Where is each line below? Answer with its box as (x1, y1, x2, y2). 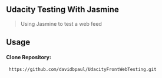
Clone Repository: (6, 53, 52, 60)
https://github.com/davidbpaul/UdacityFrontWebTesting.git (8, 67, 157, 73)
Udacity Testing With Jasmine (6, 5, 119, 15)
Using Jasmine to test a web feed (20, 20, 102, 27)
